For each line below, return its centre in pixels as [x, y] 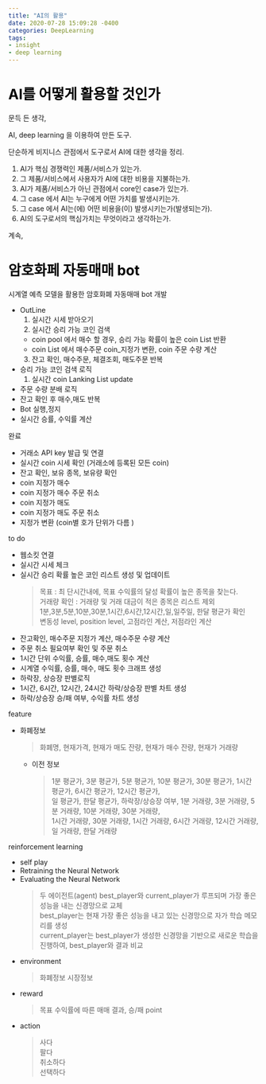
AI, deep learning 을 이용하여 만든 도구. [70, 135]
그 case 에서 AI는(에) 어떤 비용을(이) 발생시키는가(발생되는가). [116, 209]
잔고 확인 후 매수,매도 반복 [60, 399]
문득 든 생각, [27, 118]
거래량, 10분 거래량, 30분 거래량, [110, 811]
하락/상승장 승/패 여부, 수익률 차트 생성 [79, 698]
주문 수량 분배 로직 [48, 389]
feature [20, 714]
